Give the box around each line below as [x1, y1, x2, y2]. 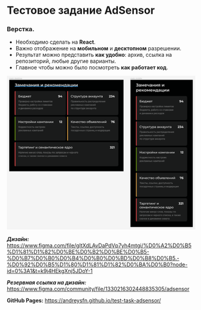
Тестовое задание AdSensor [7, 4, 155, 17]
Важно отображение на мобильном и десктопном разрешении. [15, 45, 182, 52]
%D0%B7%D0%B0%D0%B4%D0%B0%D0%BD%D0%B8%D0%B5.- [7, 255, 179, 262]
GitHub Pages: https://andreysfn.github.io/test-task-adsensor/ [7, 297, 161, 304]
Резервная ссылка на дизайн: [7, 279, 87, 286]
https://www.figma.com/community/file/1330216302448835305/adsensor [7, 285, 190, 293]
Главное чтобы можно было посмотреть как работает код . [15, 64, 168, 71]
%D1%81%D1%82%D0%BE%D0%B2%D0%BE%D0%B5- [7, 248, 150, 256]
